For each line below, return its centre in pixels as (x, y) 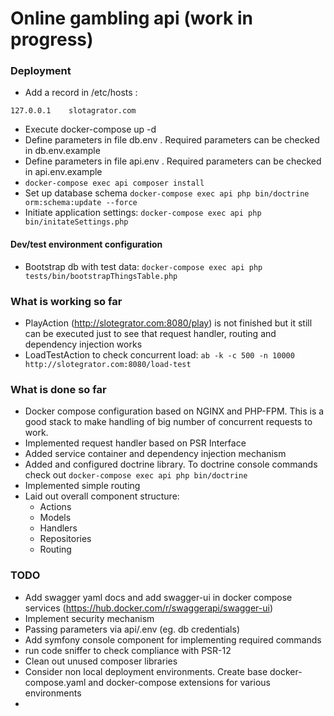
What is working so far (66, 301)
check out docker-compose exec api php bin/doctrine (136, 475)
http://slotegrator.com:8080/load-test (108, 364)
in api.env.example (63, 172)
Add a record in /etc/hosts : (81, 93)
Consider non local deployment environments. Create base (146, 671)
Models (55, 518)
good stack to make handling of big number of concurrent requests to (168, 422)
